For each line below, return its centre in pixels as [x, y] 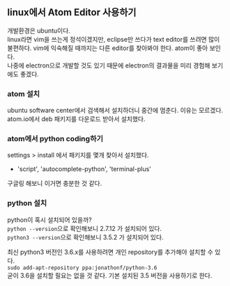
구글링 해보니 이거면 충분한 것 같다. [55, 184]
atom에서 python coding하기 [55, 139]
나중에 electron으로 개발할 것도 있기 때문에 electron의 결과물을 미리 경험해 [109, 65]
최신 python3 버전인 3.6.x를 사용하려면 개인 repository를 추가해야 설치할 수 [110, 252]
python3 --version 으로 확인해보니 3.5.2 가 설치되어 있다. [85, 237]
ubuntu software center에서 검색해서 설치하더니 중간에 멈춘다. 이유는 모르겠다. [115, 111]
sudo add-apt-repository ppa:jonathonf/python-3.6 [82, 268]
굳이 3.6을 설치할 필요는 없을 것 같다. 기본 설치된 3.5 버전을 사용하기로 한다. [110, 275]
